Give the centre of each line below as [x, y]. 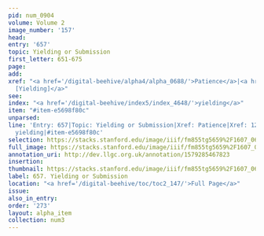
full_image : [27, 147]
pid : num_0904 [31, 15]
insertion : [26, 162]
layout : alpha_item [40, 213]
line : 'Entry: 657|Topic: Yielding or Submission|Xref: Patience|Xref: [128, 125]
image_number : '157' [42, 30]
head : [17, 37]
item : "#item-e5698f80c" [49, 111]
